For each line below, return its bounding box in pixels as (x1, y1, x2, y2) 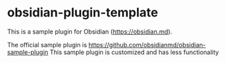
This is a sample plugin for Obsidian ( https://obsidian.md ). (7, 27, 173, 36)
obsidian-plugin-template (7, 5, 158, 21)
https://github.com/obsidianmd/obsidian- (88, 40, 206, 49)
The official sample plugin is (7, 40, 88, 49)
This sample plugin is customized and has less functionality (49, 48, 219, 56)
